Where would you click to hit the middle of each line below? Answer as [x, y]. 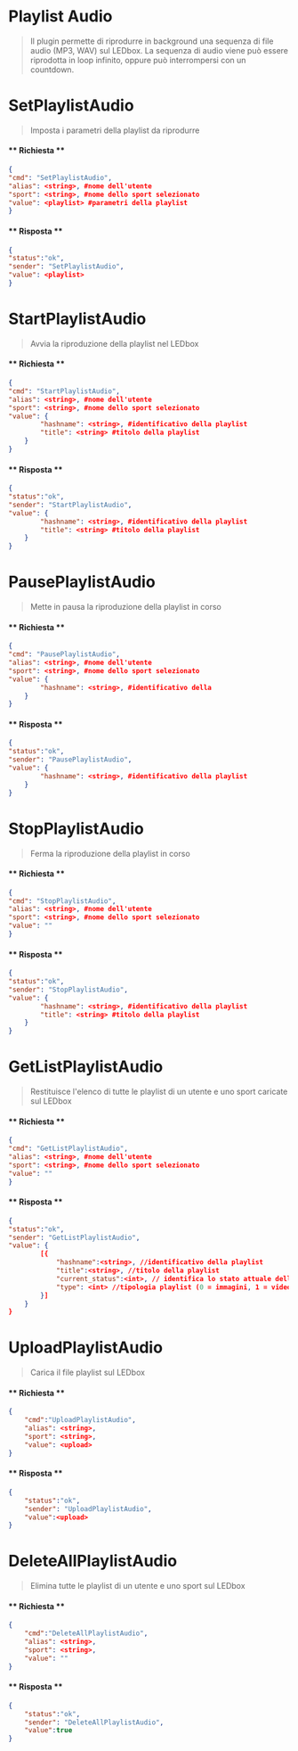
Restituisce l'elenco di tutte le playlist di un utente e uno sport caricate [159, 1092]
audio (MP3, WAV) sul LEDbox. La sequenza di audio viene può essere [159, 50]
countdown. [52, 70]
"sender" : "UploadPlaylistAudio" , [88, 1508]
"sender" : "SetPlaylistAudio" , [66, 267]
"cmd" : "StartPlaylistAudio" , [64, 391]
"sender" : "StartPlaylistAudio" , [70, 505]
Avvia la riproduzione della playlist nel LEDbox [114, 343]
